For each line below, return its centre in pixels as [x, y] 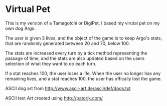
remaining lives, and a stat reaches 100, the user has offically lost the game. [83, 78]
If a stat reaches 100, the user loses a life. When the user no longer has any [83, 73]
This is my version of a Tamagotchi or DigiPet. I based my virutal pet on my [82, 23]
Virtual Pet [28, 9]
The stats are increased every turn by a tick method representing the [76, 53]
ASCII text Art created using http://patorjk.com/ [54, 98]
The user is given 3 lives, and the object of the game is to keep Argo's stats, [83, 38]
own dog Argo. [21, 28]
